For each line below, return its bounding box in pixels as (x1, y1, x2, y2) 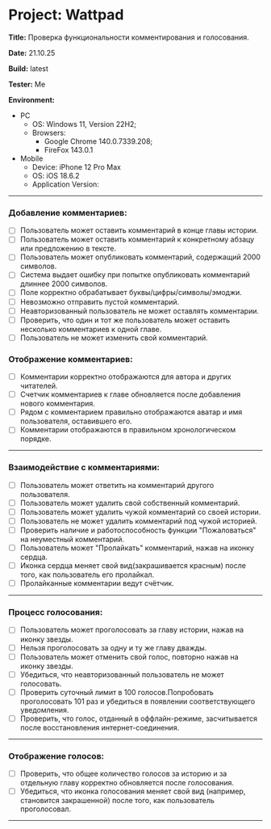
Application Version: (31, 179, 99, 189)
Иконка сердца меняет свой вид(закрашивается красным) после (19, 561, 246, 570)
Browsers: (31, 128, 66, 137)
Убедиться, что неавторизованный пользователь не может (19, 669, 224, 680)
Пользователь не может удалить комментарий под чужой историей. (19, 515, 258, 526)
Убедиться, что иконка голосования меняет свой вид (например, (19, 786, 246, 797)
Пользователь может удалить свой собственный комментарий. (19, 498, 240, 507)
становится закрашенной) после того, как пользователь (19, 796, 215, 806)
